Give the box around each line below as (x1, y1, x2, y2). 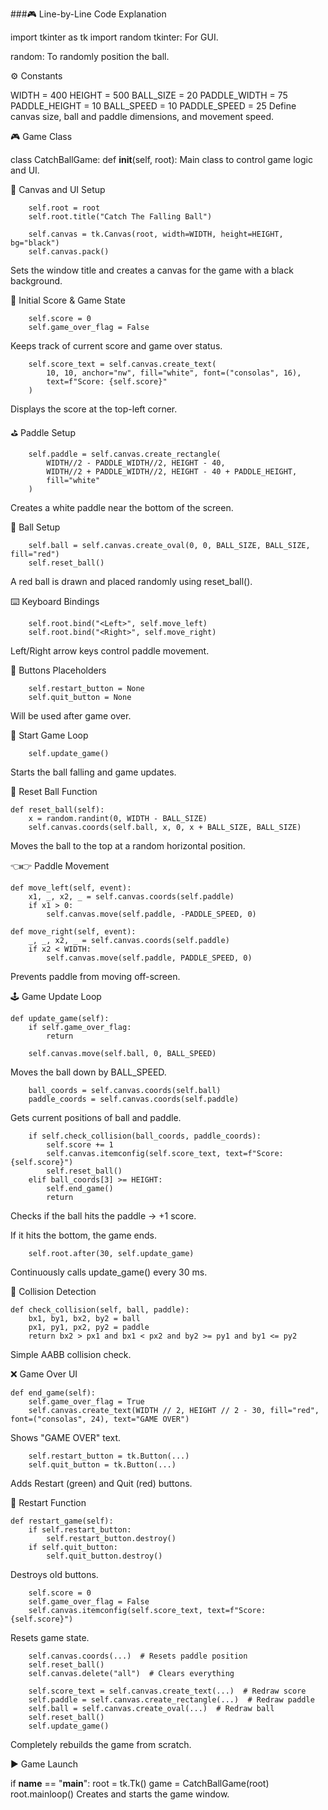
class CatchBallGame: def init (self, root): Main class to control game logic (10, 154, 313, 165)
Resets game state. (10, 1632, 90, 1643)
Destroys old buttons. (10, 1569, 99, 1580)
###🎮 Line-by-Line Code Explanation (10, 8, 167, 20)
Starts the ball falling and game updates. (10, 766, 177, 778)
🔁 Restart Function (10, 1497, 87, 1508)
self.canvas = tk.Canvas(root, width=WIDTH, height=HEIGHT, (28, 229, 284, 239)
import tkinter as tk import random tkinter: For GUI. (10, 31, 219, 43)
